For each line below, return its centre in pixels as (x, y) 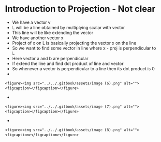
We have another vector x (38, 38)
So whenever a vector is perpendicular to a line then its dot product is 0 (83, 68)
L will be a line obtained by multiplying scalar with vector (68, 27)
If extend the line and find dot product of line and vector (68, 63)
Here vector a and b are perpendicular (50, 58)
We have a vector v (31, 22)
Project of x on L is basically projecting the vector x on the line (74, 43)
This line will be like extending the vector (52, 32)
